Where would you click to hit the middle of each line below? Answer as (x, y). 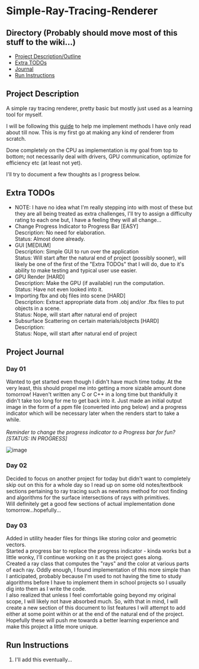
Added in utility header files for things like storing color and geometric (92, 538)
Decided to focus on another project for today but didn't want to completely (98, 478)
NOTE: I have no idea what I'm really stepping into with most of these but (104, 207)
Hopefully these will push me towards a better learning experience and (93, 620)
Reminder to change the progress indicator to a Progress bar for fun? (91, 432)
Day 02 (17, 465)
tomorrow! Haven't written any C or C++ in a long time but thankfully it (92, 394)
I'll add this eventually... (43, 660)
